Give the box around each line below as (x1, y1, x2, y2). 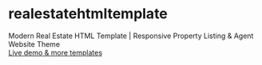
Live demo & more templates (8, 48, 102, 57)
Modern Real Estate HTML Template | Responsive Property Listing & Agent (8, 31, 254, 40)
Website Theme (8, 39, 61, 48)
